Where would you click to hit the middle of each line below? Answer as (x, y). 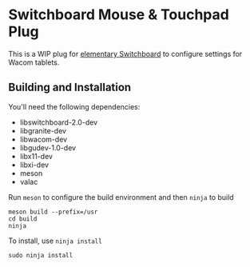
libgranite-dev (43, 130)
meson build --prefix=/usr (53, 212)
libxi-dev (34, 165)
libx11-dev (36, 156)
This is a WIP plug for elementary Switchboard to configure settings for (125, 54)
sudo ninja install (41, 255)
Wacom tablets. (34, 62)
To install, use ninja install (55, 241)
